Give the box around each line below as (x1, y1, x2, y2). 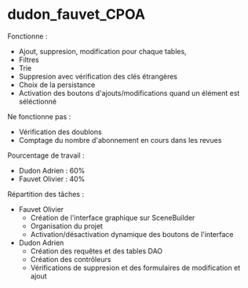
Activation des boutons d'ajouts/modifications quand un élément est (18, 88, 240, 97)
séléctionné (18, 97, 57, 106)
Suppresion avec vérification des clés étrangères (18, 71, 178, 81)
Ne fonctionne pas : (7, 111, 71, 121)
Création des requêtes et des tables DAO (30, 246, 163, 256)
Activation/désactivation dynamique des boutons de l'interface (30, 229, 234, 239)
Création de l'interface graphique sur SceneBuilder (30, 213, 195, 222)
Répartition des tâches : (7, 189, 84, 199)
